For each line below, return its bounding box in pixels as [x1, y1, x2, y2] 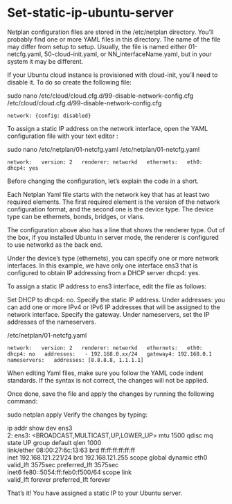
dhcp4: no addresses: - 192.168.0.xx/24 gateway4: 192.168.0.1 [7, 350, 213, 358]
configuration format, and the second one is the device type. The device [7, 205, 214, 213]
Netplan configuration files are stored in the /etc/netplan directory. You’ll [7, 28, 214, 36]
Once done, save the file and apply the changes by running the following [7, 390, 215, 398]
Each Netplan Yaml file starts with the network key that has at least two [7, 190, 210, 198]
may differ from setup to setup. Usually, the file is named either [7, 42, 187, 51]
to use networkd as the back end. [7, 241, 103, 249]
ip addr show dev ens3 [7, 424, 73, 432]
